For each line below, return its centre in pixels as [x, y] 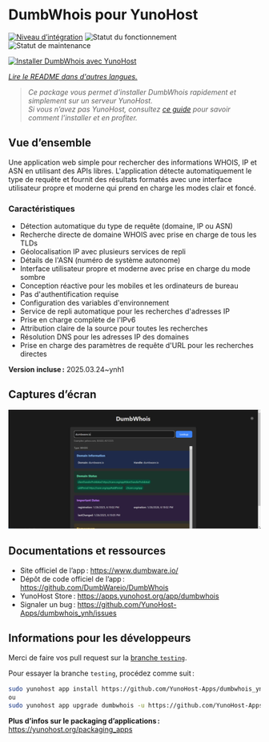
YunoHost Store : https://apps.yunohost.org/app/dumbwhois [119, 596]
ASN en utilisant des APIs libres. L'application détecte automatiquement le [130, 171]
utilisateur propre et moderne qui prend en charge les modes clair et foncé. [132, 188]
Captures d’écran [52, 395]
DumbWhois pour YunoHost [103, 15]
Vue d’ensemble [50, 143]
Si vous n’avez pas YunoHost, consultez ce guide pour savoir [129, 109]
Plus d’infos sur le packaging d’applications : [84, 721]
